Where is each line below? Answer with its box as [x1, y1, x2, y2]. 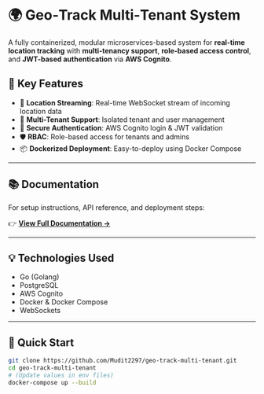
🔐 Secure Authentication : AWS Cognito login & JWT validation [19, 123, 223, 132]
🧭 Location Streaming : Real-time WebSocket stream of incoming [19, 98, 230, 107]
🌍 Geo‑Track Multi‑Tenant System [8, 6, 241, 24]
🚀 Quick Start [8, 336, 75, 349]
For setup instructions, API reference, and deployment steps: [8, 202, 205, 212]
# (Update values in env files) [8, 371, 114, 379]
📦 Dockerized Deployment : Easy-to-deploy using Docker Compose [19, 143, 242, 153]
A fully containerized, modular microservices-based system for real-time [8, 37, 245, 47]
